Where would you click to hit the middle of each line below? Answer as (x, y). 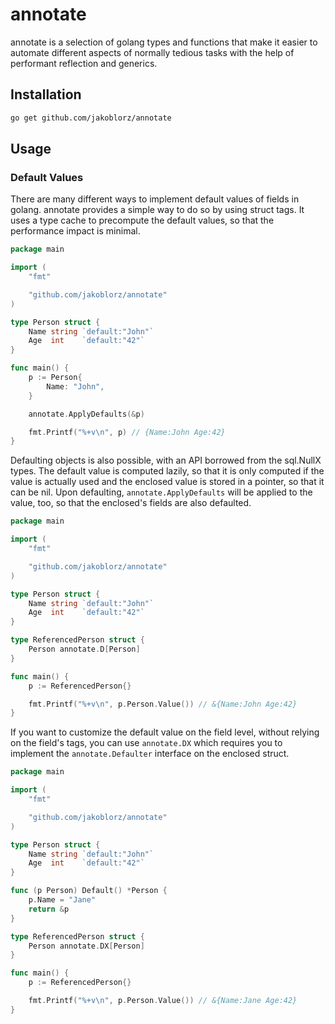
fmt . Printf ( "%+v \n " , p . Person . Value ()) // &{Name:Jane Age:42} (163, 1001)
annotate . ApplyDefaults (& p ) (86, 414)
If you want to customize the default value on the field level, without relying (165, 732)
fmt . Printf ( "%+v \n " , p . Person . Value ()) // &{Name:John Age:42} (163, 704)
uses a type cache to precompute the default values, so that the (142, 220)
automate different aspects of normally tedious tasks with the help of (152, 52)
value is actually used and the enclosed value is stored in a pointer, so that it (167, 482)
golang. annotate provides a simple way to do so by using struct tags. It (157, 210)
